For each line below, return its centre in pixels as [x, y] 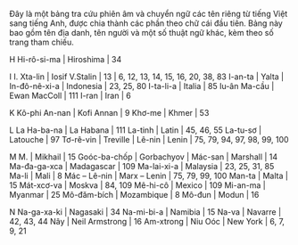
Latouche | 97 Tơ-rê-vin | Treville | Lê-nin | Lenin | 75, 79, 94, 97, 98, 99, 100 [149, 139]
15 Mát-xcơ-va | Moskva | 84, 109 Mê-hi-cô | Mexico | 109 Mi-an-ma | [137, 185]
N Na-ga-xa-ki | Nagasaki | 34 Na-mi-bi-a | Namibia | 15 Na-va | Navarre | [145, 212]
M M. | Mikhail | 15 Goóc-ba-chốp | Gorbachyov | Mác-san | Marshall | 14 [144, 157]
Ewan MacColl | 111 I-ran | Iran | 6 [70, 95]
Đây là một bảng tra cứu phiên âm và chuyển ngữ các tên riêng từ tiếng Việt [149, 14]
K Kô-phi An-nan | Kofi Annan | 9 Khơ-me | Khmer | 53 [109, 113]
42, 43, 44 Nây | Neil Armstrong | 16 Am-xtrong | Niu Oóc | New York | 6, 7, [147, 221]
